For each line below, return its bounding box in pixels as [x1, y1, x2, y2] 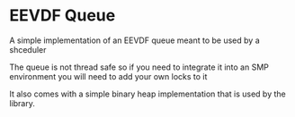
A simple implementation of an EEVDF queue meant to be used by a [9, 35, 260, 46]
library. [9, 97, 36, 108]
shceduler [9, 44, 47, 54]
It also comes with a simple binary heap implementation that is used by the [9, 88, 286, 99]
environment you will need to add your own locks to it [9, 71, 208, 81]
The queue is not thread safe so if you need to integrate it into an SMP [9, 62, 270, 72]
